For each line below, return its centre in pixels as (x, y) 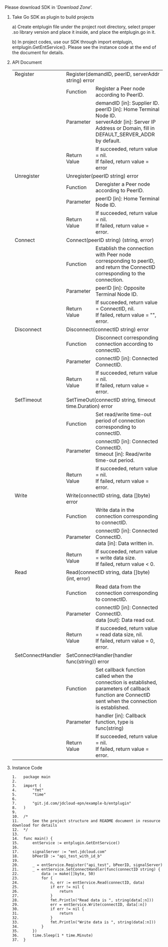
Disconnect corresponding (127, 338)
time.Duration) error (90, 406)
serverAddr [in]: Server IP (126, 122)
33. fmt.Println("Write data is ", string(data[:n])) (84, 922)
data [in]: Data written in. (125, 543)
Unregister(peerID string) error (102, 176)
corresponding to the (120, 273)
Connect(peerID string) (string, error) (110, 240)
